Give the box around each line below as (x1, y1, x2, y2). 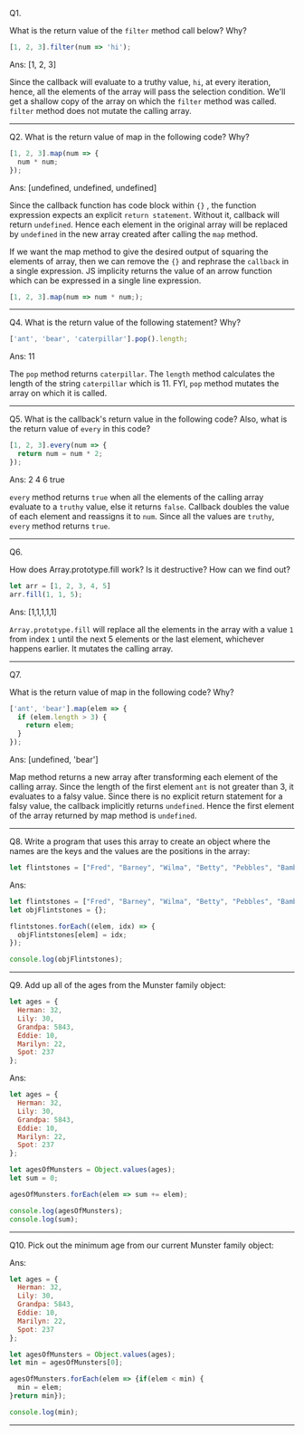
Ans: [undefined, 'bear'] (9, 755, 99, 765)
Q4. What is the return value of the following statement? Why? (9, 317, 242, 328)
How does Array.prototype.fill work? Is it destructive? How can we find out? (9, 564, 291, 575)
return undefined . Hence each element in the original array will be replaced (9, 219, 288, 230)
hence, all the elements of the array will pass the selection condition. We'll (9, 86, 286, 97)
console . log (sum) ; (9, 1214, 79, 1224)
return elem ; (25, 721, 75, 730)
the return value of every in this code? (9, 423, 151, 434)
